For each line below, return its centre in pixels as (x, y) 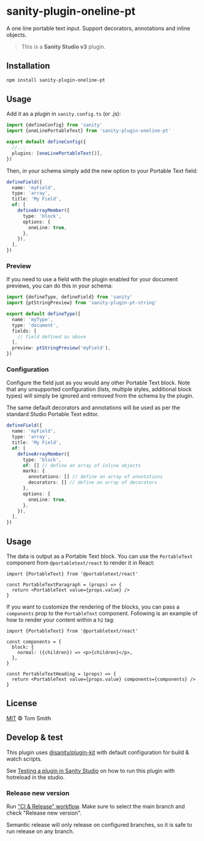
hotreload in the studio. (36, 777)
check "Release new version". (44, 813)
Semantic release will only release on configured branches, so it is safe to (99, 824)
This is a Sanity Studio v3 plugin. (63, 47)
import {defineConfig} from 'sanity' (55, 125)
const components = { (34, 642)
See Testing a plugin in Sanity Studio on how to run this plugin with (91, 771)
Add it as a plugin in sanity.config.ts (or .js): (64, 114)
